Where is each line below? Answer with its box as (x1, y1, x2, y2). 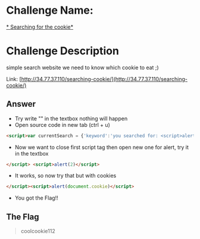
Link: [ (6, 75, 22, 82)
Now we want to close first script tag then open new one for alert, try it (14, 144, 189, 151)
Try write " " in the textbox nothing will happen (14, 114, 128, 122)
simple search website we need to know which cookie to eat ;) (6, 64, 159, 71)
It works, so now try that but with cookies (14, 172, 117, 179)
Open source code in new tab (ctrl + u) (14, 121, 110, 128)
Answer (6, 99, 36, 109)
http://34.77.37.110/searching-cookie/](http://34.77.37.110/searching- (21, 75, 187, 82)
